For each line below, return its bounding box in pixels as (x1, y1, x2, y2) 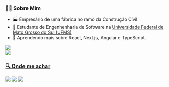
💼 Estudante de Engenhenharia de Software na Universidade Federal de (12, 24, 164, 30)
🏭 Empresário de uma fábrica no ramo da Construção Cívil (12, 16, 138, 23)
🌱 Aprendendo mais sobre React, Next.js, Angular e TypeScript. (12, 35, 147, 41)
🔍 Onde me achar (5, 62, 51, 70)
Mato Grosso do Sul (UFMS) (12, 29, 73, 35)
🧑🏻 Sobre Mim (5, 5, 41, 12)
